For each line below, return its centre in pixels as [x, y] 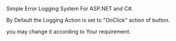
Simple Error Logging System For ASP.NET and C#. [70, 9]
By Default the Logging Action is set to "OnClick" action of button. [88, 20]
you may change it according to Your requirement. [69, 31]
